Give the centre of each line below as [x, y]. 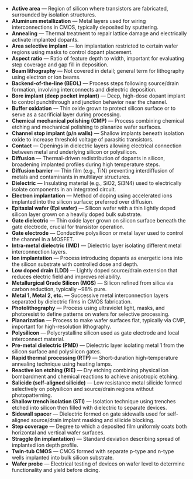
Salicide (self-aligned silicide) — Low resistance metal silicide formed [97, 383]
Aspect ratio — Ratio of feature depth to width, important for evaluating [98, 58]
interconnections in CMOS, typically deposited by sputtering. [85, 27]
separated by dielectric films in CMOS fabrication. [72, 301]
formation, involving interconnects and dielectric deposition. [84, 90]
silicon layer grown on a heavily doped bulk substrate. [77, 214]
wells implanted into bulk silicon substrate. [63, 458]
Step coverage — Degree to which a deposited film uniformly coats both [99, 426]
